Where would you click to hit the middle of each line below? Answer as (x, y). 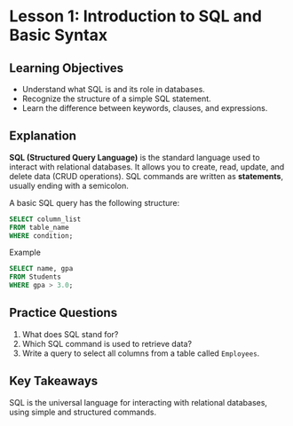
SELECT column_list (45, 219)
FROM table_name (39, 227)
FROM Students (36, 277)
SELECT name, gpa (41, 269)
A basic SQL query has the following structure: (95, 202)
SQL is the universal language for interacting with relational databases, (139, 402)
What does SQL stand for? (70, 334)
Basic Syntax (59, 35)
